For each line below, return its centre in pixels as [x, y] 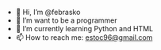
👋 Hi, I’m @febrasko [48, 12]
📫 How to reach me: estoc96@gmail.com [84, 37]
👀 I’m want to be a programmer [66, 20]
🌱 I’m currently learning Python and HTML [84, 29]
